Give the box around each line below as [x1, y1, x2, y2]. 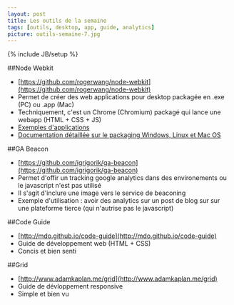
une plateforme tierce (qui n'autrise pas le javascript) [17, 204, 174, 213]
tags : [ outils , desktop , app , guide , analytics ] [7, 24, 155, 31]
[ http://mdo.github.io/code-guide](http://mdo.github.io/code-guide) [17, 231, 217, 240]
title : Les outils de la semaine [7, 17, 107, 24]
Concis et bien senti [17, 247, 77, 256]
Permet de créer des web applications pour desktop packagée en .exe [17, 93, 225, 101]
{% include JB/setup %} [7, 50, 78, 59]
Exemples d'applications [17, 123, 90, 132]
